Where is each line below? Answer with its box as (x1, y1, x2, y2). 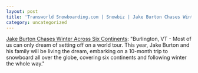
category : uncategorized (6, 19, 67, 25)
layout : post (6, 8, 38, 15)
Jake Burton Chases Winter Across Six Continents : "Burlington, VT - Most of (6, 36, 192, 43)
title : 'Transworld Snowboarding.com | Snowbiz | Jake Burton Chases (6, 14, 181, 20)
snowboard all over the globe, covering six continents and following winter (6, 54, 187, 61)
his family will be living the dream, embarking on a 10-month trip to (6, 48, 168, 55)
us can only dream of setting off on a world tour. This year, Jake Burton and (6, 41, 190, 48)
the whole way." (6, 60, 45, 67)
